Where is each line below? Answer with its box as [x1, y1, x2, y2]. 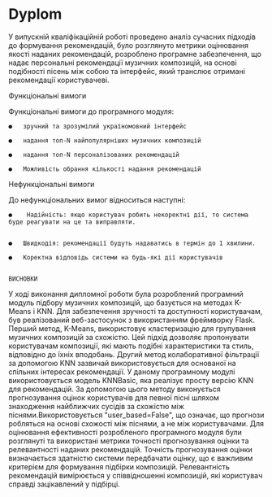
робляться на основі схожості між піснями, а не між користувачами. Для [8, 418, 264, 428]
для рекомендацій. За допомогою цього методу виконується [8, 384, 221, 394]
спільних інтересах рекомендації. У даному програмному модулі [8, 367, 235, 377]
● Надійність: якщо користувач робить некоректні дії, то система [8, 211, 249, 219]
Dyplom [8, 5, 63, 24]
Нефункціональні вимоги [8, 179, 95, 189]
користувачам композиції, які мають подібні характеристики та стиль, [8, 341, 254, 351]
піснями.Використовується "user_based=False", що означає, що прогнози [8, 410, 265, 420]
